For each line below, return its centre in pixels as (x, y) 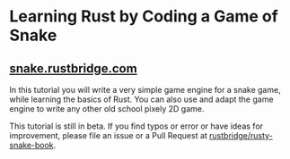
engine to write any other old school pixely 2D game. (107, 109)
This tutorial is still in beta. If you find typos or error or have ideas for (136, 126)
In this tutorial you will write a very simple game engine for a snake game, (145, 90)
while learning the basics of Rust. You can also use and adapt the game (141, 99)
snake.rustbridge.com (73, 68)
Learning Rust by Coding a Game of (144, 17)
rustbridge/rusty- (242, 135)
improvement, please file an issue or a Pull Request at (109, 135)
